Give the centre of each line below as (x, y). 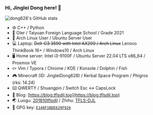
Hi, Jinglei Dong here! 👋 (33, 8)
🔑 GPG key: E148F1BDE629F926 (42, 107)
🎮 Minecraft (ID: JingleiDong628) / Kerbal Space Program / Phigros (80, 76)
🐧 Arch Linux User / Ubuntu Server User (52, 38)
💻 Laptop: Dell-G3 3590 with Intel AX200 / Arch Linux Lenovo (74, 44)
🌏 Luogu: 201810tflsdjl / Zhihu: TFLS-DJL (54, 100)
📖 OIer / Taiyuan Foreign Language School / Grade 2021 (68, 33)
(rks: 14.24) (24, 82)
